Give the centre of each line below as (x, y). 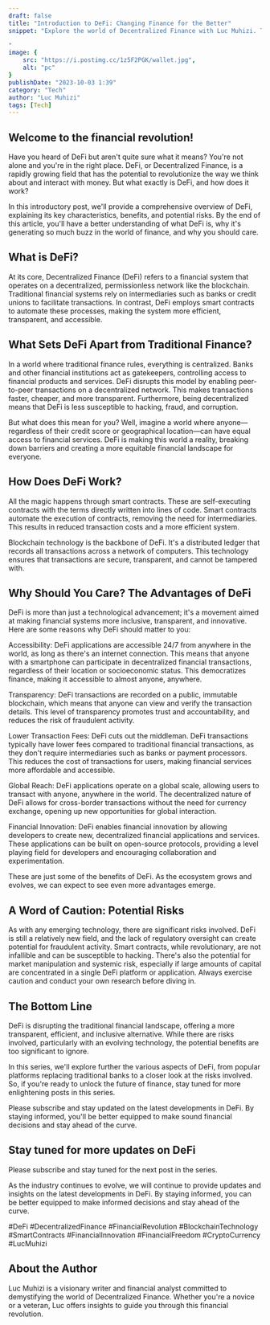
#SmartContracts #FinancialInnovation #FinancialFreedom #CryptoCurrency (135, 1235)
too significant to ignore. (49, 1051)
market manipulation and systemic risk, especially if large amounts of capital (135, 964)
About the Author (53, 1269)
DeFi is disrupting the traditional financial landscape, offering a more (122, 1025)
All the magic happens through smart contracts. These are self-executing (130, 501)
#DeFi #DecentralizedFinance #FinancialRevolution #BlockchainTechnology (133, 1226)
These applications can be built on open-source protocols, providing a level (133, 844)
